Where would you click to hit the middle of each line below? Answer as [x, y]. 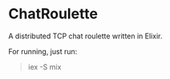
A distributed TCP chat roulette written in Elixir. [85, 36]
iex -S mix [45, 67]
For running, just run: [43, 51]
